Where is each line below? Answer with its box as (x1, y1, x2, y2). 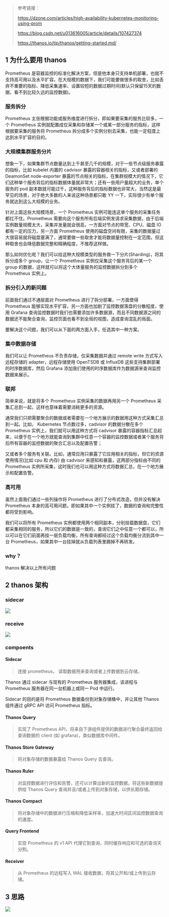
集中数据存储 (5, 340, 37, 347)
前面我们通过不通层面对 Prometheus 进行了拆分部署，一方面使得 (5, 296, 139, 302)
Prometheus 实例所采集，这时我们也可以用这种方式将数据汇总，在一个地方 (5, 464, 159, 470)
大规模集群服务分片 (5, 148, 52, 156)
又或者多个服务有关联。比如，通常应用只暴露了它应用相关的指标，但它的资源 (5, 451, 164, 457)
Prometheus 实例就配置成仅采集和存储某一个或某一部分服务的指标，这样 (11, 122, 161, 128)
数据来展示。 (5, 372, 32, 378)
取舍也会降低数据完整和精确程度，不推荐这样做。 (9, 241, 111, 247)
